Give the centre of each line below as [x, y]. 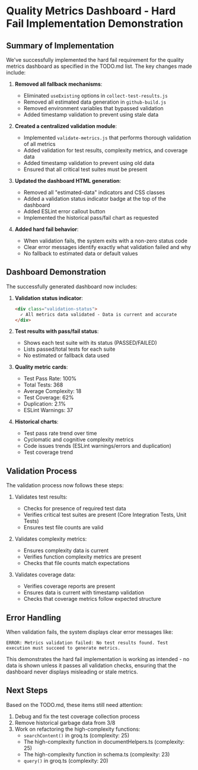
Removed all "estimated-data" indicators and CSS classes [94, 192]
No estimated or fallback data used [66, 356]
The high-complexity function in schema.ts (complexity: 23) [97, 754]
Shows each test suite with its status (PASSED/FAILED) [90, 343]
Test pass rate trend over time [60, 434]
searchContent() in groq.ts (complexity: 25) [76, 735]
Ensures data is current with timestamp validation [84, 593]
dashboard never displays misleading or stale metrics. [72, 672]
